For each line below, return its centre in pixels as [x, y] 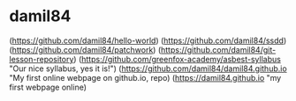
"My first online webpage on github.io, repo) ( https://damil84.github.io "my [145, 77]
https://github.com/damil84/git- [218, 49]
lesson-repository [42, 59]
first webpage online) [48, 87]
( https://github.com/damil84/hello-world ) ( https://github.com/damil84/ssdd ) [148, 40]
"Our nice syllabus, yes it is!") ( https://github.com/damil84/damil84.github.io [148, 69]
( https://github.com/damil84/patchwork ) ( [85, 49]
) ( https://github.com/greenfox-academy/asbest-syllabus [177, 59]
